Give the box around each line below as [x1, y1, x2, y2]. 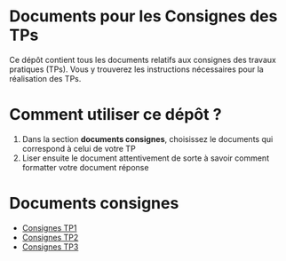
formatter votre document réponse [21, 162, 149, 172]
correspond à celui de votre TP [21, 143, 136, 154]
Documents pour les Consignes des [9, 6, 278, 27]
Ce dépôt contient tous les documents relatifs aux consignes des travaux [9, 54, 277, 65]
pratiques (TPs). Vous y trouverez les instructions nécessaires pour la [9, 64, 264, 75]
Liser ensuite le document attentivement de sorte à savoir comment [21, 153, 269, 163]
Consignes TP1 [21, 222, 77, 233]
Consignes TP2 [21, 232, 79, 242]
